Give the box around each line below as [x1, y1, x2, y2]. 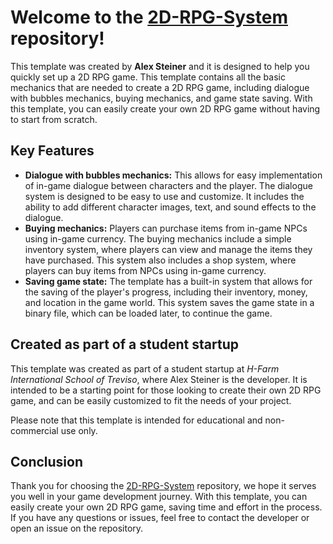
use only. [60, 424, 98, 436]
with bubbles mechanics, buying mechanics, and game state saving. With [10, 92, 313, 104]
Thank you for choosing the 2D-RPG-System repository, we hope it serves [10, 480, 317, 492]
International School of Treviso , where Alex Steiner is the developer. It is [10, 373, 308, 385]
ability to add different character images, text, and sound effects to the [24, 201, 317, 213]
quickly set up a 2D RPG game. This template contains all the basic [10, 71, 286, 83]
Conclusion [10, 453, 84, 470]
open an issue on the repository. [10, 522, 144, 535]
